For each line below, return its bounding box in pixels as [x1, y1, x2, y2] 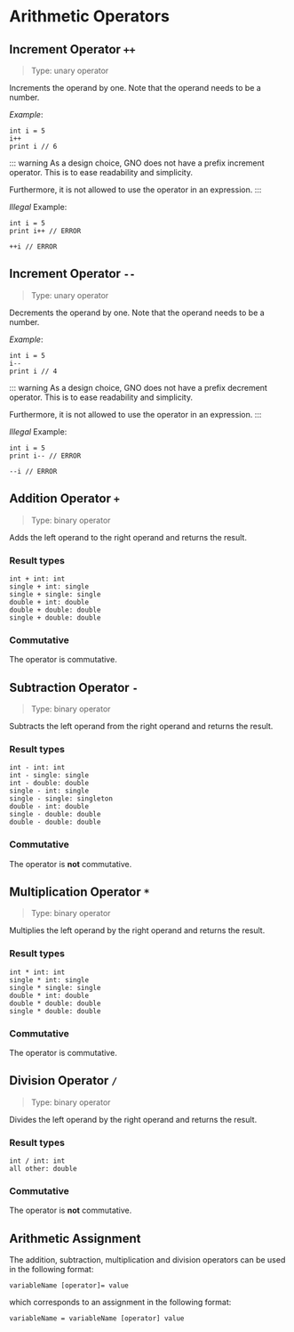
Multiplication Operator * [9, 884, 150, 900]
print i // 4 [9, 367, 58, 376]
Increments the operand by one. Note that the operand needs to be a [9, 83, 262, 93]
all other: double [9, 1165, 77, 1174]
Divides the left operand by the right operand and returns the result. [9, 1114, 258, 1125]
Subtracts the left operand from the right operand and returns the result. [9, 721, 274, 732]
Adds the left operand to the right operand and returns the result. [9, 532, 247, 542]
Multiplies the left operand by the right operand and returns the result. [9, 925, 266, 936]
